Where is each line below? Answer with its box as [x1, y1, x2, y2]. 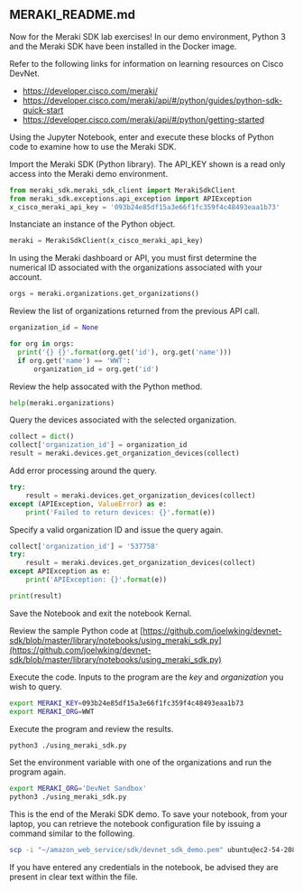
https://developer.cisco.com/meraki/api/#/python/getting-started [22, 114, 264, 125]
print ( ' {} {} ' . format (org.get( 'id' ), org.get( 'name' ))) [17, 348, 232, 357]
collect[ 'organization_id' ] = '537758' [9, 542, 160, 551]
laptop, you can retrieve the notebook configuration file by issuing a [9, 819, 262, 830]
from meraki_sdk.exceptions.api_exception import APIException [9, 194, 252, 203]
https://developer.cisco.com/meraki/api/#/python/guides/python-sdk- [22, 95, 282, 106]
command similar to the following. [9, 828, 135, 839]
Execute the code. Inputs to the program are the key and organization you [9, 672, 284, 682]
